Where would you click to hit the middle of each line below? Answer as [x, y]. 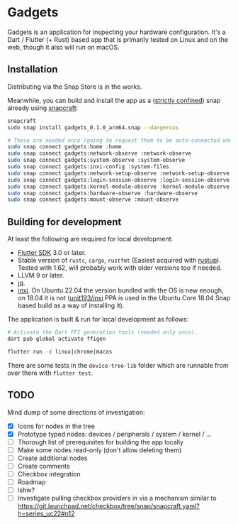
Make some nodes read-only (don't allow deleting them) [100, 450]
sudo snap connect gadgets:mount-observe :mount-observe [93, 200]
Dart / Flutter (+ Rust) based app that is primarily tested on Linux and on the [118, 39]
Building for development [64, 222]
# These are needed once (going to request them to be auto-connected [114, 140]
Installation [33, 69]
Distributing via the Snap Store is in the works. [75, 87]
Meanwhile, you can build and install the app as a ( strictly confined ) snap [114, 100]
